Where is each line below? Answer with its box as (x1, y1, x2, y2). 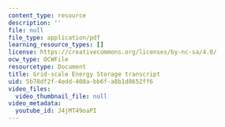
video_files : (8, 84, 51, 93)
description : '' (8, 19, 62, 27)
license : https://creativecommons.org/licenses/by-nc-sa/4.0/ (8, 48, 217, 56)
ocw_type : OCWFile (8, 56, 69, 64)
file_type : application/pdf (8, 33, 101, 42)
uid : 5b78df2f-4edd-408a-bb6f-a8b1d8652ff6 (8, 77, 154, 85)
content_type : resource (8, 11, 87, 20)
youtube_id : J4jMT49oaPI (15, 107, 97, 115)
